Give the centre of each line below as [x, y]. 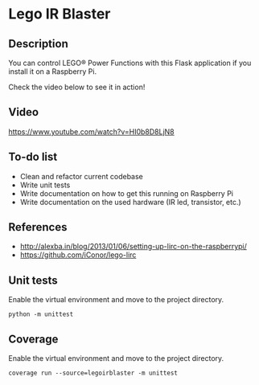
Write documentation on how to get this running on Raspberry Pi [127, 193]
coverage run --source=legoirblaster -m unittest [93, 373]
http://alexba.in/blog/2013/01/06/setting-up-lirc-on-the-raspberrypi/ [134, 247]
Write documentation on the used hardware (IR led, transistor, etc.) [130, 202]
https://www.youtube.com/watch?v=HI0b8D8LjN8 [91, 131]
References [38, 227]
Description [38, 44]
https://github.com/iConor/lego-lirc [78, 255]
